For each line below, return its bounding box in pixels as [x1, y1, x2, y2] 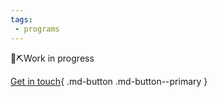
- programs [14, 24, 60, 34]
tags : [10, 14, 33, 25]
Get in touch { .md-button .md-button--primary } [10, 75, 208, 87]
